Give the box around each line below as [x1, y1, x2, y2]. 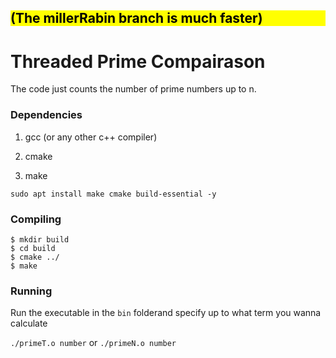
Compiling [10, 212, 62, 226]
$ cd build [10, 243, 56, 253]
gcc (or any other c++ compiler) [24, 131, 158, 143]
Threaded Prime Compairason [10, 50, 266, 73]
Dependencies [10, 108, 83, 122]
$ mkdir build [10, 234, 70, 245]
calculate [10, 317, 48, 330]
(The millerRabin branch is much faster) [10, 10, 263, 27]
